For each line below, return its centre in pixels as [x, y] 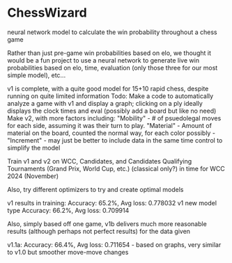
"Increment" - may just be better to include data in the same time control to [115, 140]
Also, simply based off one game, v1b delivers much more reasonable [107, 223]
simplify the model [34, 148]
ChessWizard [47, 13]
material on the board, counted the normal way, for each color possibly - [111, 133]
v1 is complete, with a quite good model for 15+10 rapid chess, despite [108, 88]
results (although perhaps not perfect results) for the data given [99, 231]
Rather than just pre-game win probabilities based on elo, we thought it [109, 53]
